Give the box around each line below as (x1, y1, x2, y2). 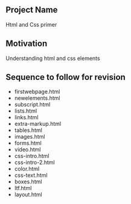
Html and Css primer (5, 21, 57, 28)
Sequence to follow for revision (5, 72, 126, 82)
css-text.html (14, 172, 48, 179)
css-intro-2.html (14, 159, 55, 166)
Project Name (5, 5, 58, 15)
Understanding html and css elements (5, 54, 100, 62)
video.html (14, 146, 41, 153)
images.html (14, 133, 45, 140)
